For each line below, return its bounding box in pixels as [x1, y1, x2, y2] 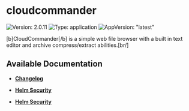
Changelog [14, 74, 44, 82]
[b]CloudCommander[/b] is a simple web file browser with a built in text [6, 35, 183, 42]
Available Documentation [6, 59, 103, 69]
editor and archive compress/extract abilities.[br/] [6, 41, 129, 49]
